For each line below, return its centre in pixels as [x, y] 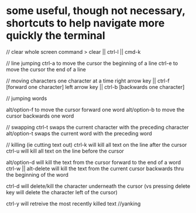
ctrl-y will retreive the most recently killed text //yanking [73, 204]
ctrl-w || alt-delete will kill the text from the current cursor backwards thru [95, 169]
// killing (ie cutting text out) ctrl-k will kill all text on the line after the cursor [97, 145]
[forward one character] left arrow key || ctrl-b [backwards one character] [95, 87]
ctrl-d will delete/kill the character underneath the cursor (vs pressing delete [98, 186]
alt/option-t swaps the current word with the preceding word [79, 133]
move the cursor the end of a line [46, 69]
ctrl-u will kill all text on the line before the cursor [65, 151]
